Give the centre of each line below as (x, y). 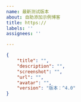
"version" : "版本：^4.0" (46, 88)
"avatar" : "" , (34, 83)
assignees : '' (24, 34)
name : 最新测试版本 (28, 12)
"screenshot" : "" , (40, 72)
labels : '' (20, 28)
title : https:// (26, 23)
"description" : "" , (41, 66)
